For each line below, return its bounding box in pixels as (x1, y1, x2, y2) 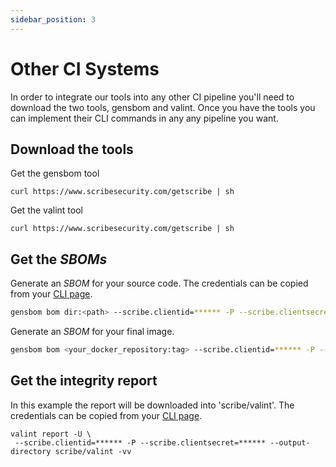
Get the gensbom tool (10, 167, 100, 180)
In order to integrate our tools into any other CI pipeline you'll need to (10, 91, 295, 103)
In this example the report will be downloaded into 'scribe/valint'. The (10, 399, 295, 411)
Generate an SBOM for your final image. (10, 326, 175, 338)
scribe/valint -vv (54, 446, 132, 456)
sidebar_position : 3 (10, 14, 97, 25)
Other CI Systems (10, 57, 160, 80)
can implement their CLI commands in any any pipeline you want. (10, 112, 279, 124)
